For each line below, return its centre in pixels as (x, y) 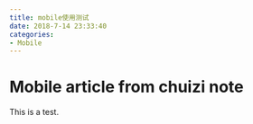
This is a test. (34, 112)
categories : (32, 34)
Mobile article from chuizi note (126, 87)
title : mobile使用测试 (49, 18)
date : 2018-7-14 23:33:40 (58, 26)
